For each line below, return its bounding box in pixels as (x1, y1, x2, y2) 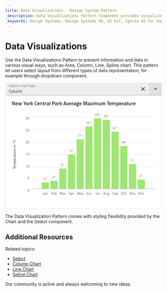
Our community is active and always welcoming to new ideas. (5, 281, 132, 287)
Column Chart (12, 261, 41, 267)
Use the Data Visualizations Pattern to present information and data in (5, 57, 148, 63)
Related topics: (5, 246, 36, 252)
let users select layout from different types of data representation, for (5, 68, 147, 74)
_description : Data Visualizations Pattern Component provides (5, 13, 139, 18)
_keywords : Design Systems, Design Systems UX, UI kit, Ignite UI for (5, 18, 155, 23)
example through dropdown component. (5, 73, 88, 79)
